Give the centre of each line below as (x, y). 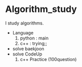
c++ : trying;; (33, 43)
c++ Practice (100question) (48, 59)
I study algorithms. (24, 23)
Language (23, 32)
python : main (34, 38)
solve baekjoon (28, 48)
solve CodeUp (27, 54)
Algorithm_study (41, 9)
